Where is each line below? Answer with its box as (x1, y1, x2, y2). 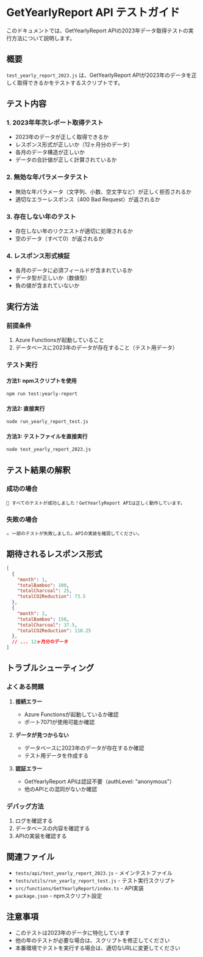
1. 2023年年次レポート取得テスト (6, 118, 104, 127)
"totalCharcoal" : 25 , (17, 588, 72, 594)
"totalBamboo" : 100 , (17, 582, 69, 588)
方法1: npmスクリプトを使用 (6, 377, 77, 384)
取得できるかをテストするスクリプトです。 (16, 79, 124, 86)
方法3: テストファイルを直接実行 (6, 432, 88, 439)
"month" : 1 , (17, 577, 48, 583)
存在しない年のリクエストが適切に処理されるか (15, 227, 133, 235)
